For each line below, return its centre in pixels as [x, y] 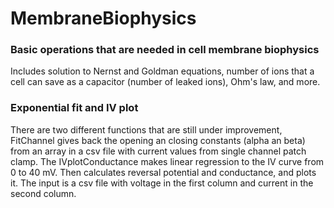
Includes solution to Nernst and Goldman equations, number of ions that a [162, 71]
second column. [43, 193]
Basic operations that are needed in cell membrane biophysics [165, 50]
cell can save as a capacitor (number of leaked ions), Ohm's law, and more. [165, 82]
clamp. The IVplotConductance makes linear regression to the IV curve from [167, 161]
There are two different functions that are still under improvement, [146, 129]
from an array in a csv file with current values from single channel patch [158, 151]
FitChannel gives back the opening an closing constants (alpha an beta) [158, 140]
